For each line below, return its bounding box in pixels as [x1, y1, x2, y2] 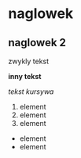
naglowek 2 [8, 36, 67, 49]
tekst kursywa [8, 87, 54, 96]
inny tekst [8, 72, 42, 81]
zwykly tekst [8, 56, 50, 66]
